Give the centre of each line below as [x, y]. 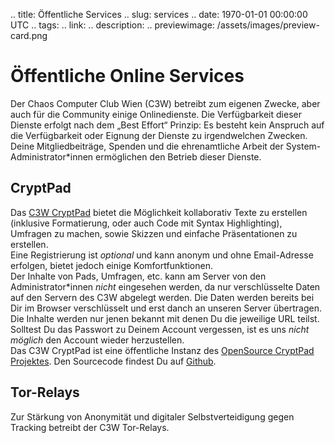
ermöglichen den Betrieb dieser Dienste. [178, 156]
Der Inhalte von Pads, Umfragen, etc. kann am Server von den [138, 276]
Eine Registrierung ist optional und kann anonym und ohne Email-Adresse [162, 255]
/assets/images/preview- [268, 25]
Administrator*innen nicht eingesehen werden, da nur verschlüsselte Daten [165, 286]
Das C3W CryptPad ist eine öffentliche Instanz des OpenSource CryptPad [162, 350]
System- [303, 146]
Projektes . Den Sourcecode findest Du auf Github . [113, 361]
